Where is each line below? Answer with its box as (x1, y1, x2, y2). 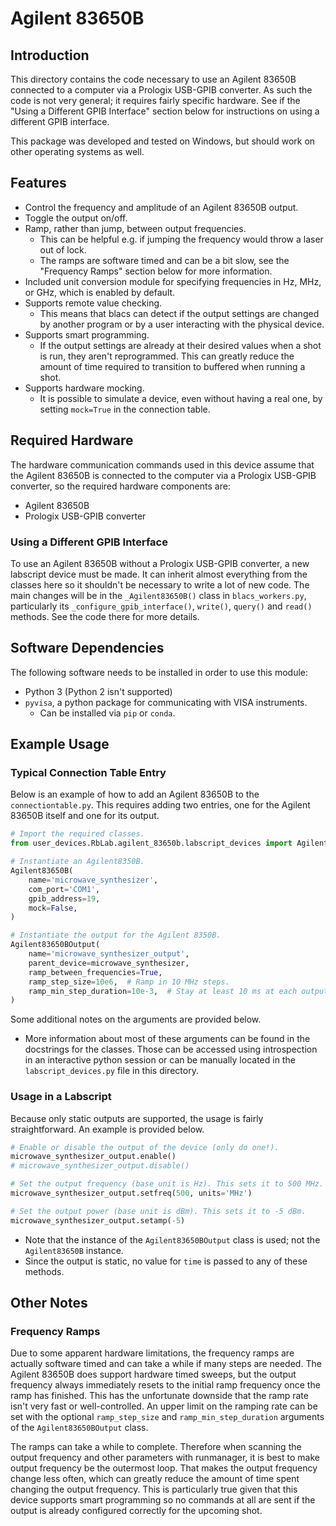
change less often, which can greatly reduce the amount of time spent (10, 1473, 300, 1485)
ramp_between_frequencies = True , (28, 967, 163, 977)
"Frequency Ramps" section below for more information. (39, 265, 273, 277)
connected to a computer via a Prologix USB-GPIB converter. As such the (10, 84, 313, 96)
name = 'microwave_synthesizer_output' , (28, 949, 190, 959)
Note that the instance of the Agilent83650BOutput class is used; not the (24, 1233, 321, 1246)
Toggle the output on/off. (24, 212, 128, 224)
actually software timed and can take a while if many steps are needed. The (10, 1358, 322, 1370)
